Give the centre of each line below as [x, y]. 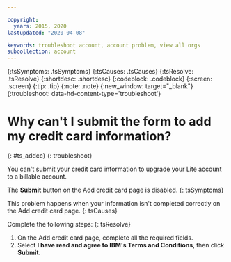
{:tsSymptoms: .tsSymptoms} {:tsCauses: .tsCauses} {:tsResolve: [100, 72]
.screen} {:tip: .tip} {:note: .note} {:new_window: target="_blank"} [100, 86]
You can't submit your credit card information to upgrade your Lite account [114, 169]
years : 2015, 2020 [40, 26]
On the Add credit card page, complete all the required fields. [105, 238]
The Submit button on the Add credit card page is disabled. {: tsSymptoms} [115, 190]
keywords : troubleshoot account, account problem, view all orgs [104, 45]
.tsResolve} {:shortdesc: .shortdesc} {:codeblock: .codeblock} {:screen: [110, 79]
